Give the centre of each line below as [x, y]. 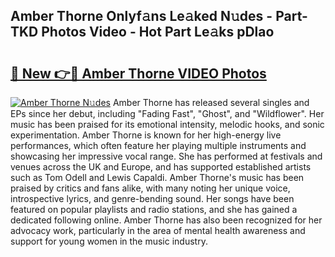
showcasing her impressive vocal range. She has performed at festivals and [166, 156]
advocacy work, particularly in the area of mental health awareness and [158, 230]
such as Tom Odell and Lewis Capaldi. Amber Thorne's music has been [157, 177]
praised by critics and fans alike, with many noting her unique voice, [150, 188]
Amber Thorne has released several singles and [211, 102]
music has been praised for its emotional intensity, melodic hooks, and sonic [167, 124]
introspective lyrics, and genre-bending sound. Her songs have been [152, 198]
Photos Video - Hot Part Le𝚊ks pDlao [158, 32]
